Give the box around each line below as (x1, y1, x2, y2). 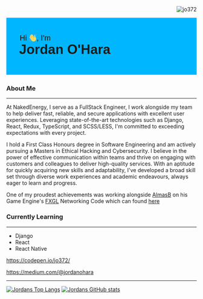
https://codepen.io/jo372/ (6, 257, 71, 264)
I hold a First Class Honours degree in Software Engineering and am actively (6, 141, 196, 148)
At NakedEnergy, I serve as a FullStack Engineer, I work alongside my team (6, 103, 193, 111)
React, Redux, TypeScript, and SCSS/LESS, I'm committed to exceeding (6, 123, 184, 130)
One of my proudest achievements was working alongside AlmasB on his (6, 191, 188, 199)
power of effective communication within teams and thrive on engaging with (6, 154, 196, 161)
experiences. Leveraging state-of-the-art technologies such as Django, (6, 117, 184, 124)
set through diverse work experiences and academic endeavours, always (6, 173, 188, 181)
